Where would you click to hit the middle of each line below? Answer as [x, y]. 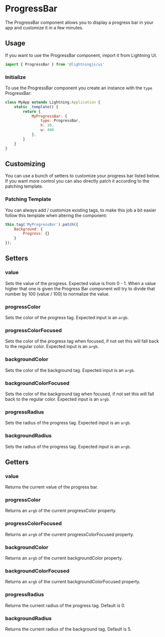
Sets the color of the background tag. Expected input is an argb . [70, 370]
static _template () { [36, 107]
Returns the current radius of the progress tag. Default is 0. [65, 605]
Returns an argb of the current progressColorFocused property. [70, 534]
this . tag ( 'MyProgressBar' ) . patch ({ [42, 224]
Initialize [16, 77]
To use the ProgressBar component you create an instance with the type [79, 88]
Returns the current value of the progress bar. [52, 487]
